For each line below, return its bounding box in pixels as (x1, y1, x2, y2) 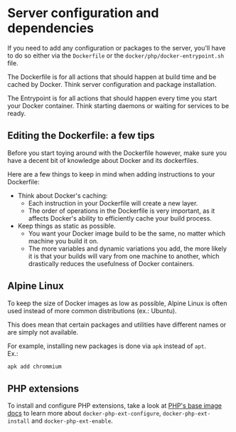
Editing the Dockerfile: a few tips (7, 130, 155, 142)
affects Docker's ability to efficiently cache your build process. (28, 214, 212, 222)
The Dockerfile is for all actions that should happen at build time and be (7, 73, 217, 81)
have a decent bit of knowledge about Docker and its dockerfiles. (7, 156, 199, 164)
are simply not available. (7, 327, 79, 336)
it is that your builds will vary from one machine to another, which (28, 251, 220, 260)
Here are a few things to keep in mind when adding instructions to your (7, 169, 215, 179)
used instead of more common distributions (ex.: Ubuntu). (7, 306, 177, 315)
